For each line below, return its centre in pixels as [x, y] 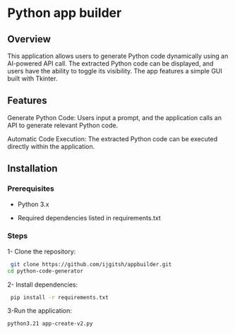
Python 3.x [33, 204]
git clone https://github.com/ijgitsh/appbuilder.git [91, 264]
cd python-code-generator [45, 271]
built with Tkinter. [32, 78]
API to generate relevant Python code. [63, 125]
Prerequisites [31, 189]
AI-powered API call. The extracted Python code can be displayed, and [110, 64]
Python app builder [65, 13]
